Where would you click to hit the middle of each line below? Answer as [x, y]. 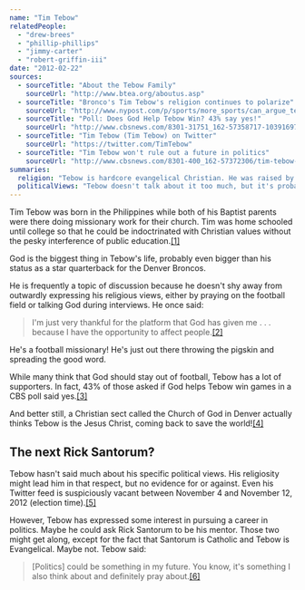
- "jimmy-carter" [50, 52]
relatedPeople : [38, 26]
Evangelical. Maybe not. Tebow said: [78, 548]
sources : [26, 77]
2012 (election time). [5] [53, 502]
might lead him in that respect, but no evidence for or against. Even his [142, 483]
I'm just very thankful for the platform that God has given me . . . [151, 323]
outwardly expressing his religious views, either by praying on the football [148, 295]
